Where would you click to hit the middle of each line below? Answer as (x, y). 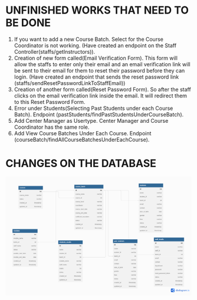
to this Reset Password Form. (50, 102)
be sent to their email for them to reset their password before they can (99, 70)
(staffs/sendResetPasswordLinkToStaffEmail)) (70, 83)
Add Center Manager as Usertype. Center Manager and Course (91, 120)
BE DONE (28, 23)
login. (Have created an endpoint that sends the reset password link (96, 77)
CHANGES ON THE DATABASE (81, 164)
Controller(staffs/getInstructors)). (55, 51)
